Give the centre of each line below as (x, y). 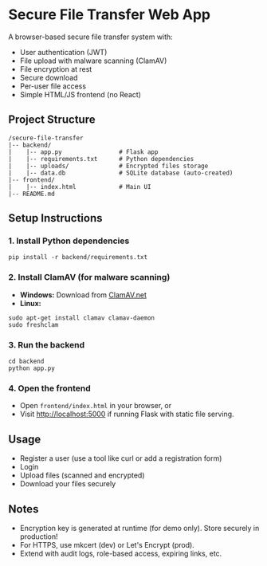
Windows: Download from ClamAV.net (83, 295)
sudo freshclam (33, 324)
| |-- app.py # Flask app (83, 152)
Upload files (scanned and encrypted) (82, 475)
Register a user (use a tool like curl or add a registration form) (121, 458)
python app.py (32, 368)
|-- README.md (32, 194)
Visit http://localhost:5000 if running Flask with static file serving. (127, 414)
